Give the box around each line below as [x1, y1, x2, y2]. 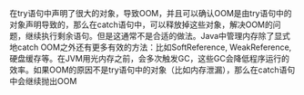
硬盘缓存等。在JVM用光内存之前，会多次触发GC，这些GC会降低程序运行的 [9, 53, 289, 63]
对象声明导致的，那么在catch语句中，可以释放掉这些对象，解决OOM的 [9, 19, 273, 30]
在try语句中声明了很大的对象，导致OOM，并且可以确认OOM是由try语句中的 [9, 8, 292, 18]
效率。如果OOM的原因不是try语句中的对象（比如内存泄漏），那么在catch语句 [9, 64, 296, 75]
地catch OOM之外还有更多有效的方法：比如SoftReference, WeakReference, [9, 42, 292, 52]
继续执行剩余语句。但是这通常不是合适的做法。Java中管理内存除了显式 [25, 31, 291, 41]
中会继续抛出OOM [9, 76, 77, 86]
